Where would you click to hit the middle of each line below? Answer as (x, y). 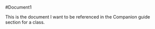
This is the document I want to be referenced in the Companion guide (78, 17)
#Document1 (18, 7)
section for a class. (25, 22)
